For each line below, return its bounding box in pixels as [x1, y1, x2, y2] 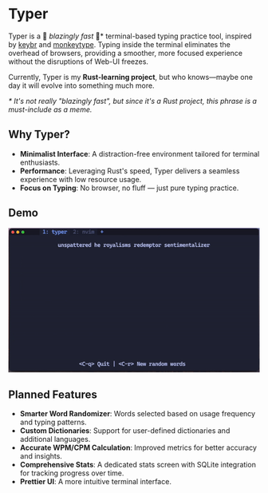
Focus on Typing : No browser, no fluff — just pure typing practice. [19, 183, 239, 193]
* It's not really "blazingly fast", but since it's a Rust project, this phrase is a [8, 96, 258, 105]
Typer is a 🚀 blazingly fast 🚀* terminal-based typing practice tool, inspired [8, 31, 252, 41]
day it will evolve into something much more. [8, 81, 155, 90]
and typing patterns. [19, 417, 87, 427]
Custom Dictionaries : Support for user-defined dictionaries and [19, 426, 231, 435]
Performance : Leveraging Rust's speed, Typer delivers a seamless [19, 165, 240, 176]
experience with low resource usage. [19, 174, 142, 184]
